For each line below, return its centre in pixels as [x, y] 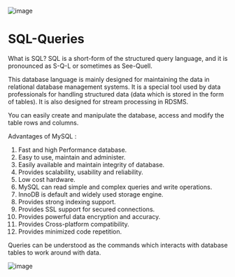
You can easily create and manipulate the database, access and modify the [116, 115]
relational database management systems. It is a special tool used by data [114, 87]
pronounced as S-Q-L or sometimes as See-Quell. [80, 66]
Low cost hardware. [47, 179]
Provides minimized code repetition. [70, 232]
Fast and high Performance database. [72, 150]
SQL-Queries [46, 39]
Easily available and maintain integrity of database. [91, 164]
